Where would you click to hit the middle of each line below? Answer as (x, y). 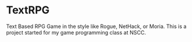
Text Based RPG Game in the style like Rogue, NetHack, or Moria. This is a (97, 26)
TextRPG (28, 10)
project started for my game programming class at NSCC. (76, 32)
